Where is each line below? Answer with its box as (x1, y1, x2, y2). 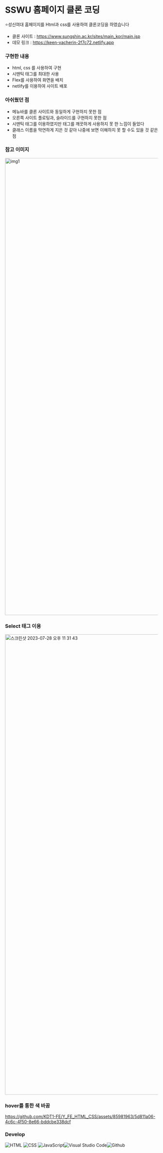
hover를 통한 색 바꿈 (5, 1102, 50, 1109)
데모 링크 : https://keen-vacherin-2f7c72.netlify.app (12, 39, 114, 45)
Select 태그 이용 (5, 623, 41, 629)
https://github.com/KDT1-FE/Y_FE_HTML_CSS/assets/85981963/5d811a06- (5, 1114, 156, 1119)
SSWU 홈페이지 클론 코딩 (5, 4, 100, 16)
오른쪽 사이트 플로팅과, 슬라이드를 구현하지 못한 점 (12, 115, 107, 120)
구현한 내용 (5, 53, 30, 59)
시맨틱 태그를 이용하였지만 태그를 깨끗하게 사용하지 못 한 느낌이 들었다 (12, 120, 145, 127)
